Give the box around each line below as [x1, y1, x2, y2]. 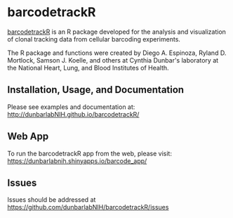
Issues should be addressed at [7, 195, 96, 204]
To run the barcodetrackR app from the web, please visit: [7, 149, 172, 158]
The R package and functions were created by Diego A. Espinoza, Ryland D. [7, 49, 227, 57]
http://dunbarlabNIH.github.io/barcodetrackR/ [7, 110, 140, 118]
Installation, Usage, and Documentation [7, 84, 185, 96]
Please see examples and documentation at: [7, 103, 135, 111]
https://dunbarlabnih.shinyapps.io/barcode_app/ [7, 156, 147, 165]
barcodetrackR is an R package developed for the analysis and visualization [7, 27, 227, 36]
